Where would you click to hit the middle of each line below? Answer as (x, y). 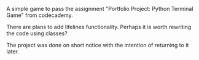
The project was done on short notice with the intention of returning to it (98, 45)
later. (13, 52)
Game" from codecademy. (40, 15)
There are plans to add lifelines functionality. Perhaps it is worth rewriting (99, 27)
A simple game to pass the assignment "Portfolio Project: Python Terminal (100, 9)
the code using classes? (37, 33)
